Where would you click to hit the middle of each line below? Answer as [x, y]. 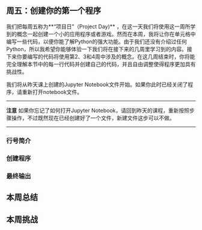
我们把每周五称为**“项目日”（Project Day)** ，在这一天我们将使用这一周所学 [101, 26]
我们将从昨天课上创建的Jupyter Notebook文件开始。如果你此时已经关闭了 [97, 84]
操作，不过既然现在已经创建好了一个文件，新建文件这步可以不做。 [93, 118]
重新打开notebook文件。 [52, 92]
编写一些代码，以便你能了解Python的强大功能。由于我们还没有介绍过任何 [97, 42]
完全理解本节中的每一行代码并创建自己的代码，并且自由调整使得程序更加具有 [101, 64]
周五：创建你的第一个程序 [54, 11]
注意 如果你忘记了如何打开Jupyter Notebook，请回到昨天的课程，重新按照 [98, 110]
